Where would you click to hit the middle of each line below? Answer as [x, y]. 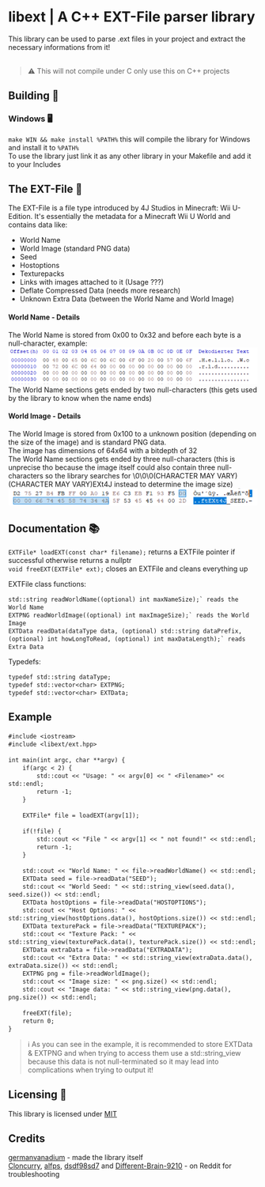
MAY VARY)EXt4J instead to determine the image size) [144, 484]
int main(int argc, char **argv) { [67, 760]
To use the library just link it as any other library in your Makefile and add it [130, 156]
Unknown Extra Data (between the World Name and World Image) [127, 299]
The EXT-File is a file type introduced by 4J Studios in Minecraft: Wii [119, 208]
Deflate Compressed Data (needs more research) [100, 291]
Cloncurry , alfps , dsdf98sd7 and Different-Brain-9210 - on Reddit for [120, 1166]
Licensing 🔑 [38, 1095]
